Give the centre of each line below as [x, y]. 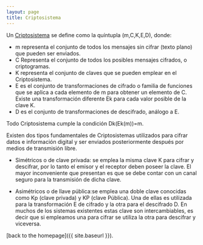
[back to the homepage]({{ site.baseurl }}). [60, 235]
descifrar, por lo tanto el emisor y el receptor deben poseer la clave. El [103, 166]
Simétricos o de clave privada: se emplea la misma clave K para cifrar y [105, 160]
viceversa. [28, 224]
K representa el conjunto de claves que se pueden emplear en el [96, 73]
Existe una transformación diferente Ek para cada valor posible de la [101, 99]
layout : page [23, 12]
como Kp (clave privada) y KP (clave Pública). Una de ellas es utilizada [104, 197]
